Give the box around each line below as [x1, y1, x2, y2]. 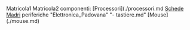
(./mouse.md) [6, 18, 40, 24]
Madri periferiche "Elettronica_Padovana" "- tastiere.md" [6, 11, 146, 18]
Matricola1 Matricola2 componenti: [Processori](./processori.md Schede [6, 5, 184, 12]
